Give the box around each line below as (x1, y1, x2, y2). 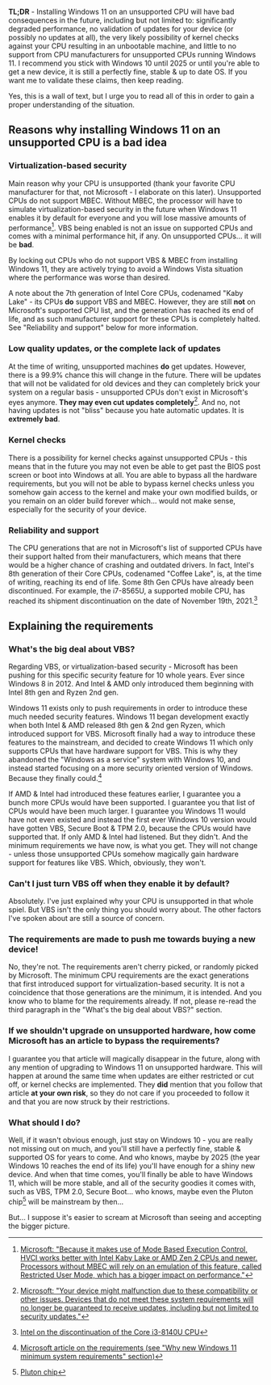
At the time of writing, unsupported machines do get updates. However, (8, 361, 247, 371)
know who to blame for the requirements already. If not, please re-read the (8, 996, 256, 1006)
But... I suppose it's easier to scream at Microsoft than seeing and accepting (8, 1212, 262, 1222)
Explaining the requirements (8, 619, 154, 633)
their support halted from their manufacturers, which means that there (8, 551, 242, 561)
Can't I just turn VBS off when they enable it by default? (8, 877, 230, 889)
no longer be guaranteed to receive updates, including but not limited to (19, 1303, 259, 1312)
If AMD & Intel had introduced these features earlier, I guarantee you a (8, 788, 241, 799)
